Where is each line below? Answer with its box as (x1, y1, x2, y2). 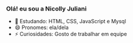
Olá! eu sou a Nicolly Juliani (6, 5, 87, 13)
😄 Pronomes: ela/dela (14, 24, 69, 31)
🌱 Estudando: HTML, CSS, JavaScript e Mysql (14, 18, 127, 25)
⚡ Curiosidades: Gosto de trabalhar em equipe (14, 31, 128, 38)
